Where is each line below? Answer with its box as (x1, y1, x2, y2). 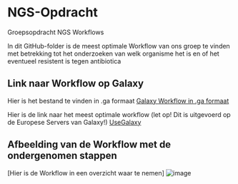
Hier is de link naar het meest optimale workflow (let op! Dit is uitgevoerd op (7, 110, 231, 118)
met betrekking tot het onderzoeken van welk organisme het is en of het (7, 49, 219, 58)
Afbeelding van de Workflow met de (7, 138, 172, 150)
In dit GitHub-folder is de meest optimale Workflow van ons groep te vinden (7, 41, 230, 50)
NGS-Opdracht (7, 4, 99, 21)
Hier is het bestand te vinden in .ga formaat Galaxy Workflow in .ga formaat (7, 96, 229, 105)
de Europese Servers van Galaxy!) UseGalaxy (7, 118, 142, 126)
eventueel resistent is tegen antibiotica (7, 56, 122, 65)
